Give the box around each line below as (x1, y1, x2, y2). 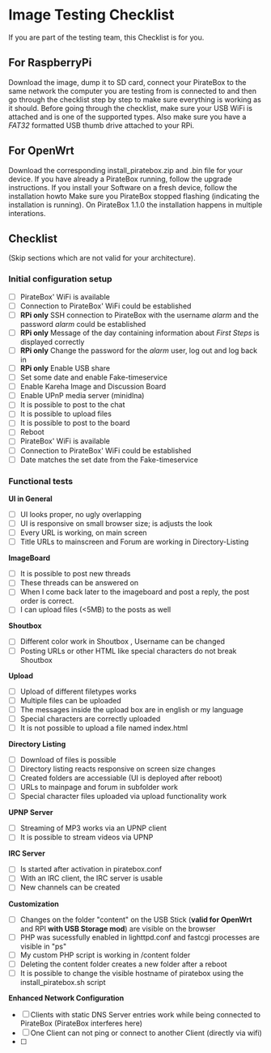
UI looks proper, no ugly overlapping (19, 509, 142, 519)
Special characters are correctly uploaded (19, 714, 161, 724)
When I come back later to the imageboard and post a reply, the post (19, 587, 250, 597)
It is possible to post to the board (19, 418, 131, 428)
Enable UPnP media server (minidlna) (19, 391, 145, 401)
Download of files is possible (19, 754, 116, 764)
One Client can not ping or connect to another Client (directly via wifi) (30, 1028, 263, 1038)
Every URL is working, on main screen (19, 528, 147, 537)
